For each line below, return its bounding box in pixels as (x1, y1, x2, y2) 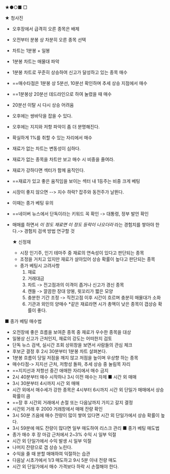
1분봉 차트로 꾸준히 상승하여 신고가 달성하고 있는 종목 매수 (12, 69, 128, 75)
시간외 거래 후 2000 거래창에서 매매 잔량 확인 (12, 406, 103, 412)
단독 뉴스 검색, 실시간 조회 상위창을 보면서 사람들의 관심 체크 (12, 342, 133, 348)
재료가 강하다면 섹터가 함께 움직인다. (12, 167, 85, 173)
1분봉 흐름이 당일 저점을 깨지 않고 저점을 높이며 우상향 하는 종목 (12, 355, 139, 360)
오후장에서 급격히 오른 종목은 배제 (12, 26, 80, 32)
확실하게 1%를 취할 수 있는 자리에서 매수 (12, 135, 93, 140)
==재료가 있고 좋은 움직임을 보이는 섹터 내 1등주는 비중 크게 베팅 (12, 178, 140, 184)
